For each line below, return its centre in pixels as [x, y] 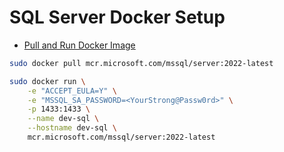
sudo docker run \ [47, 81]
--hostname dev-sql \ [72, 128]
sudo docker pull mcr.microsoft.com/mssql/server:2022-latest [141, 63]
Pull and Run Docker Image [79, 45]
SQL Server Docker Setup [117, 17]
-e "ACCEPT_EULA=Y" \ [72, 91]
